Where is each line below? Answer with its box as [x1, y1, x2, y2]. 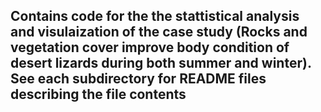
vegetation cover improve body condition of [10, 39, 290, 56]
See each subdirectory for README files [10, 70, 267, 88]
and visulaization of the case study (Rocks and [10, 24, 308, 41]
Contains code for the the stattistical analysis [10, 8, 300, 25]
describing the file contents [10, 86, 187, 103]
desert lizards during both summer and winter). [10, 55, 312, 72]
